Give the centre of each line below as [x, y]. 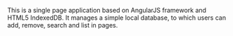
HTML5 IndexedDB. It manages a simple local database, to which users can [117, 18]
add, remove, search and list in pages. [63, 25]
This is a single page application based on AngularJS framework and [107, 10]
